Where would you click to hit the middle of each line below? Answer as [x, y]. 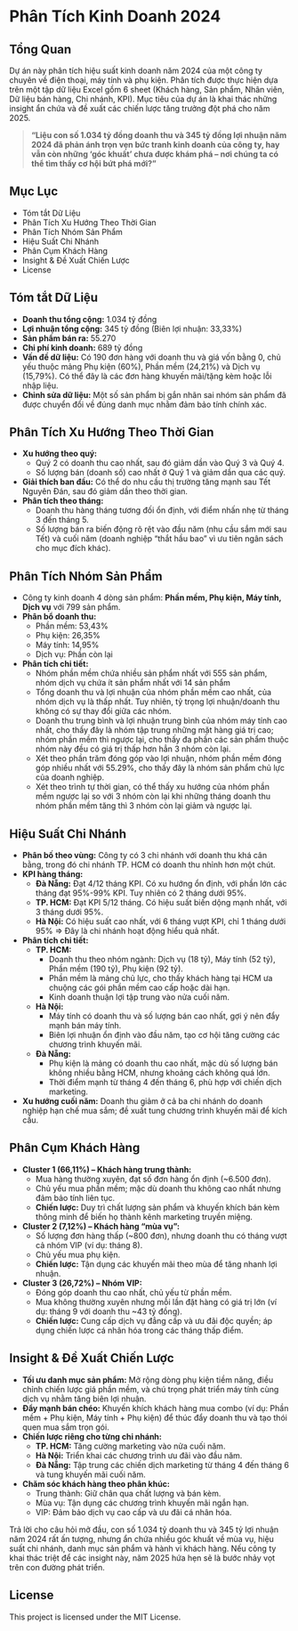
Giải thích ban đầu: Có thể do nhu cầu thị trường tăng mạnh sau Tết [146, 482]
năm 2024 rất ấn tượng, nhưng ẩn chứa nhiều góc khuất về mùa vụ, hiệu [141, 1538]
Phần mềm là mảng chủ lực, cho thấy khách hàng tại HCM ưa [161, 978]
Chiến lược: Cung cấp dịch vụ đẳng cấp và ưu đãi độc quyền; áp [154, 1320]
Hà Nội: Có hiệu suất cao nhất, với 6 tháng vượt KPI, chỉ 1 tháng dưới [161, 921]
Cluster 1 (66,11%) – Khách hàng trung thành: [107, 1169]
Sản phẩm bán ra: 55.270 [69, 338]
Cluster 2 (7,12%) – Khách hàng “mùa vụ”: [101, 1226]
